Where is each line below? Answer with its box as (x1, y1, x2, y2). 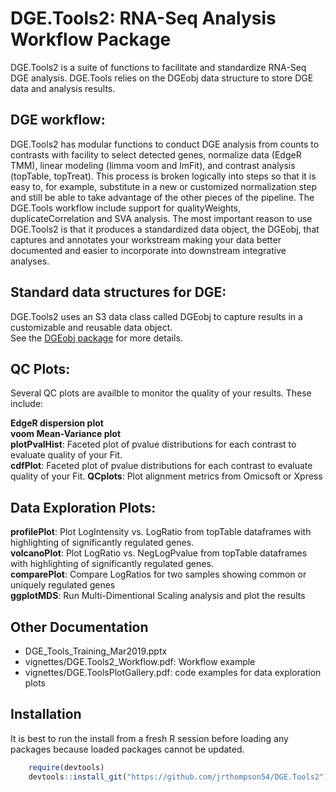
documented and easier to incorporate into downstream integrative (10, 244, 287, 256)
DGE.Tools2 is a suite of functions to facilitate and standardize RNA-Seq (10, 61, 307, 73)
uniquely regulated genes (10, 579, 116, 591)
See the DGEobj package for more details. (10, 332, 183, 344)
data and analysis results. (10, 82, 116, 94)
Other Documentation (10, 618, 149, 636)
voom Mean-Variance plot (10, 428, 122, 440)
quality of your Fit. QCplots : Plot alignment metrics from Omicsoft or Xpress (10, 470, 323, 482)
